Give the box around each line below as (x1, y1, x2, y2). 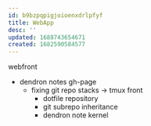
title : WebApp (8, 19, 55, 27)
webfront (8, 62, 38, 71)
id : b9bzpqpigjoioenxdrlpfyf (8, 11, 103, 20)
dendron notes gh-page (19, 77, 97, 87)
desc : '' (8, 26, 37, 34)
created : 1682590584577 (8, 41, 86, 49)
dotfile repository (42, 94, 99, 103)
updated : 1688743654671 (8, 33, 86, 41)
